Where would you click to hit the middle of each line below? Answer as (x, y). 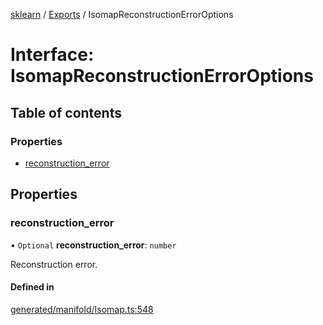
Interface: (52, 55)
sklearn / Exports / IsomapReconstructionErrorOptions (122, 14)
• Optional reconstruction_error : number (93, 245)
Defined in (32, 287)
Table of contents (66, 112)
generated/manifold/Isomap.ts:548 (82, 309)
